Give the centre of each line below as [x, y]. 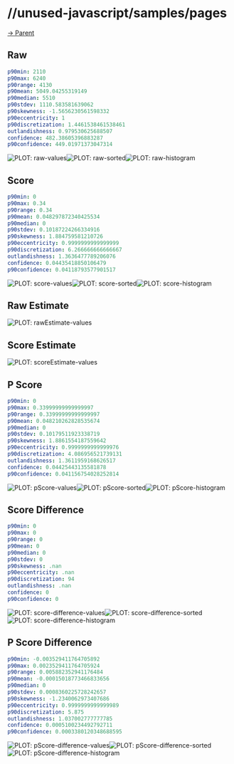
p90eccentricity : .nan [41, 572]
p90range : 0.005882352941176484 [55, 672]
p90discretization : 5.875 [46, 712]
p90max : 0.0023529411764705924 [54, 666]
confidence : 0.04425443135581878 [57, 467]
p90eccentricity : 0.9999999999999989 [63, 705]
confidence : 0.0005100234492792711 [60, 725]
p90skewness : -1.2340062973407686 [59, 698]
